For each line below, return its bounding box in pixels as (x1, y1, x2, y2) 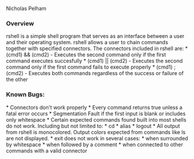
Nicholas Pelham (6, 5, 47, 12)
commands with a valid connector (6, 147, 87, 154)
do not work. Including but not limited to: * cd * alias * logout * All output (6, 122, 180, 129)
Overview (6, 19, 34, 27)
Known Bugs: (6, 90, 45, 98)
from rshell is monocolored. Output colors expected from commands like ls (6, 128, 186, 136)
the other (6, 76, 28, 83)
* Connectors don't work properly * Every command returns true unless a (6, 104, 182, 111)
